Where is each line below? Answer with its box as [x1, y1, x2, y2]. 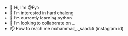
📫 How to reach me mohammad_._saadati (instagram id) [9, 26, 124, 31]
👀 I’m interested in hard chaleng [9, 10, 74, 16]
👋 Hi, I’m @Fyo [9, 5, 39, 10]
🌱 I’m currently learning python [9, 15, 72, 20]
